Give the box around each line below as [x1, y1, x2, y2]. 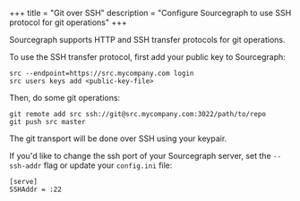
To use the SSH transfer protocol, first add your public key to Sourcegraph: [9, 52, 287, 62]
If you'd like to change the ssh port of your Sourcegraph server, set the [9, 151, 271, 161]
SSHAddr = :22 [9, 185, 63, 194]
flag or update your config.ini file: [43, 160, 173, 171]
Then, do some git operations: [9, 93, 121, 103]
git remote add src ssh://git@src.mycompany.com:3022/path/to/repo [9, 110, 267, 119]
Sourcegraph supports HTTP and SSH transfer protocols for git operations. [9, 35, 286, 45]
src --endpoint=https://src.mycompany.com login [9, 69, 194, 78]
